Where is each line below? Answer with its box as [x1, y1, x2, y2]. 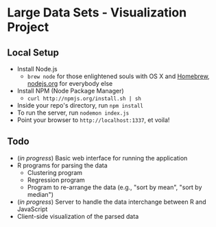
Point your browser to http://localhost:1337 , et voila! [16, 116, 170, 124]
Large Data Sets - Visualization [7, 5, 187, 21]
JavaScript [16, 204, 48, 213]
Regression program [27, 176, 86, 184]
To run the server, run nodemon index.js [16, 108, 130, 117]
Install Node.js [16, 65, 58, 73]
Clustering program [27, 168, 83, 176]
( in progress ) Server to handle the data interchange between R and [16, 198, 207, 206]
